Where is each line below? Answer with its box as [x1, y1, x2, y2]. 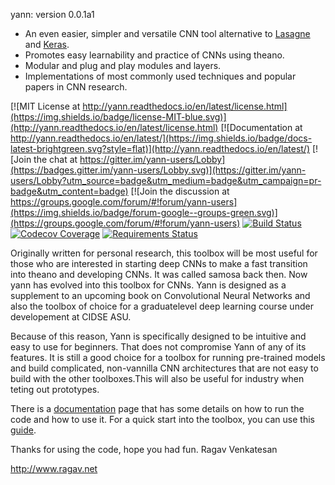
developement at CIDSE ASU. [10, 311, 132, 323]
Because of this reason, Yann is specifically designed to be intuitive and [10, 330, 307, 342]
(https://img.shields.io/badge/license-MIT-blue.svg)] [10, 111, 227, 123]
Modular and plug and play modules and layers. [24, 60, 222, 71]
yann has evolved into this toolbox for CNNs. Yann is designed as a [10, 279, 287, 291]
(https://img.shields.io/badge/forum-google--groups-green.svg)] [10, 207, 278, 218]
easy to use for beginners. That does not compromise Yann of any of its [10, 341, 307, 353]
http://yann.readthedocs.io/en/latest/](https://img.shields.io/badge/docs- [10, 132, 313, 144]
